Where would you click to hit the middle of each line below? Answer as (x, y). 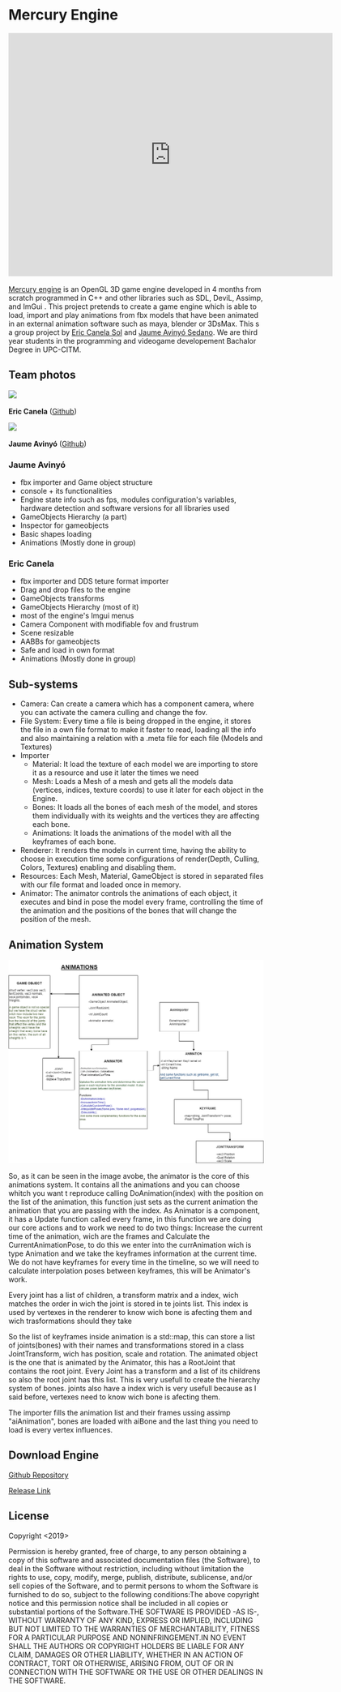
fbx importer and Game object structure (86, 482)
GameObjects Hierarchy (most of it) (79, 607)
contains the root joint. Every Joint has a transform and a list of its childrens (134, 1371)
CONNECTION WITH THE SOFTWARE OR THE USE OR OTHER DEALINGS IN (136, 1672)
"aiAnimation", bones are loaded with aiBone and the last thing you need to (133, 1421)
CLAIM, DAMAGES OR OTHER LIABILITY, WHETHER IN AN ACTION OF (126, 1655)
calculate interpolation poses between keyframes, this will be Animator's (130, 1271)
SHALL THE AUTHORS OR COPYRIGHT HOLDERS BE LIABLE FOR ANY (126, 1646)
